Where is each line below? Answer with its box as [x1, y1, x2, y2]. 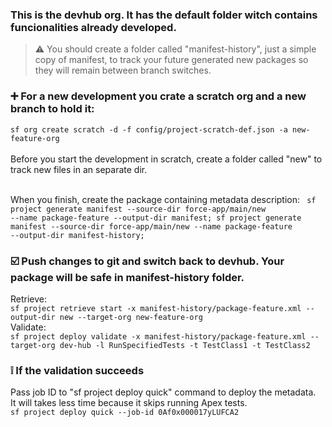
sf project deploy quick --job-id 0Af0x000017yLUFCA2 [10, 408, 240, 418]
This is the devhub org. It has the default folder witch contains [10, 8, 318, 22]
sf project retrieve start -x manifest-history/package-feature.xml [10, 303, 302, 313]
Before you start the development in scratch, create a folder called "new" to [10, 153, 323, 165]
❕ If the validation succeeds [10, 363, 145, 377]
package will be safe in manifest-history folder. [10, 270, 245, 284]
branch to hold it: [10, 102, 95, 116]
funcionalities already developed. [10, 20, 177, 34]
